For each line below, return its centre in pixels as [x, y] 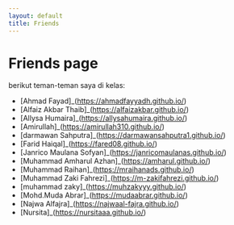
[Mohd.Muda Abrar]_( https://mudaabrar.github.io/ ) [104, 195]
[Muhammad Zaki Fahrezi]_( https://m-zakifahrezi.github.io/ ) [119, 178]
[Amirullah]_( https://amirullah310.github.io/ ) [92, 127]
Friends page [53, 63]
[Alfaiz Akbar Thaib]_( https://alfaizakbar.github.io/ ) [104, 110]
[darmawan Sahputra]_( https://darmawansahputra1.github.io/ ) [123, 135]
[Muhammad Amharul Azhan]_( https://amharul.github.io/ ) [115, 161]
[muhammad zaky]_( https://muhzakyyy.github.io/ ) [103, 187]
